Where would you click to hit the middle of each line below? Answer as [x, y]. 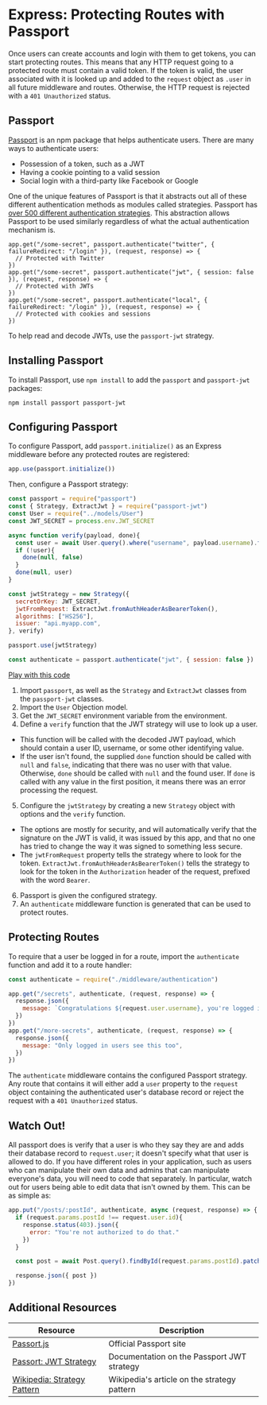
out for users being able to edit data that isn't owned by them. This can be [130, 1187]
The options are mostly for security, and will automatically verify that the [138, 829]
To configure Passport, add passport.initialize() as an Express [115, 446]
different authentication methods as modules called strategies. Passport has [133, 204]
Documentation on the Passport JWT [178, 1357]
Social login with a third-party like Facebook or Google [109, 180]
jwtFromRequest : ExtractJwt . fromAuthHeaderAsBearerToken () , [117, 609]
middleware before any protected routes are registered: [99, 455]
